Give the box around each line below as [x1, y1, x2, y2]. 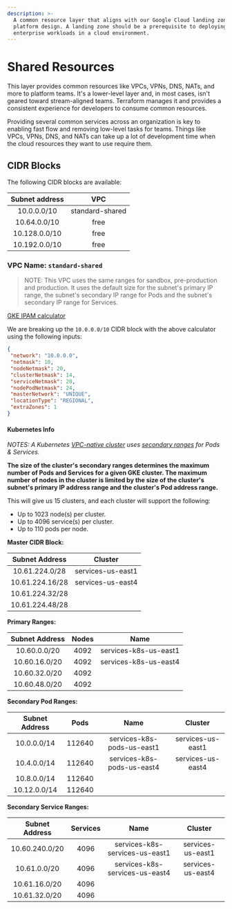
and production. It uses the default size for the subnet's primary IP [23, 284, 213, 292]
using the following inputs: [7, 333, 82, 341]
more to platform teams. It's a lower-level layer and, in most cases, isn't [7, 89, 211, 98]
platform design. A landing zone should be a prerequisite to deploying [13, 23, 227, 30]
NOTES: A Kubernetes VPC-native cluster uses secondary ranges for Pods [7, 441, 220, 449]
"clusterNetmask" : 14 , [10, 371, 76, 378]
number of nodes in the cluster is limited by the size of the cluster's [7, 476, 205, 484]
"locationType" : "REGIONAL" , [10, 397, 95, 405]
